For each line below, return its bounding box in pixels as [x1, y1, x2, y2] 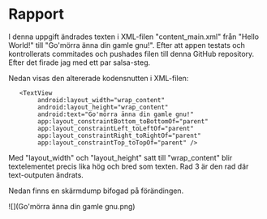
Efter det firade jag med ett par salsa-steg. [8, 58, 151, 67]
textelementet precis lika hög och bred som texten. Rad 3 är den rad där [8, 161, 249, 171]
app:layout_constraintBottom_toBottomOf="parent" [37, 117, 209, 126]
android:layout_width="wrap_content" [37, 96, 165, 104]
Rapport [8, 5, 65, 24]
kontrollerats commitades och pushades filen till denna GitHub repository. [8, 49, 255, 58]
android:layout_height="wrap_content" [37, 103, 169, 111]
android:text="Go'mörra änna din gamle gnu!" [37, 110, 195, 118]
